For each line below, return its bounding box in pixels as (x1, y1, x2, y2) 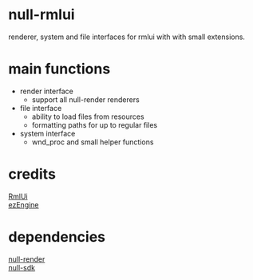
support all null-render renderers (31, 94, 140, 105)
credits (8, 165, 56, 183)
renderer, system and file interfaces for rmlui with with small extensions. (8, 32, 246, 41)
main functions (8, 60, 111, 78)
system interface (19, 128, 76, 138)
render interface (19, 86, 73, 96)
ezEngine (8, 199, 39, 209)
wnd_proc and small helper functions (31, 137, 154, 147)
